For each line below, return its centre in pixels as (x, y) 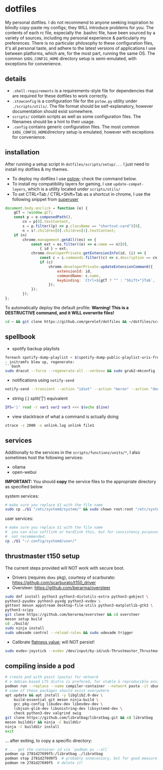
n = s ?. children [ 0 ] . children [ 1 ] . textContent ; (69, 231)
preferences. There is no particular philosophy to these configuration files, (79, 43)
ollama (19, 467)
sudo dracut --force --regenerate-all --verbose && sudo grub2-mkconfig (80, 371)
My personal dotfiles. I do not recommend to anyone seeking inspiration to (79, 22)
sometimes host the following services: (44, 457)
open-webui (24, 472)
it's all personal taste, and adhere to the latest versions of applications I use (81, 48)
